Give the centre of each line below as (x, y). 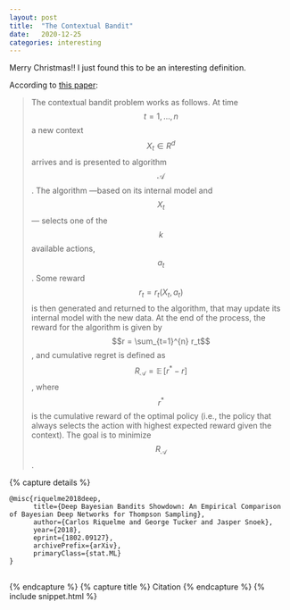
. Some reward (58, 279)
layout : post (33, 17)
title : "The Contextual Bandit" (71, 26)
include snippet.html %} (54, 596)
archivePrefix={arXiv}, (77, 546)
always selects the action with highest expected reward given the (151, 426)
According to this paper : (54, 85)
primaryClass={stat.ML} (77, 554)
